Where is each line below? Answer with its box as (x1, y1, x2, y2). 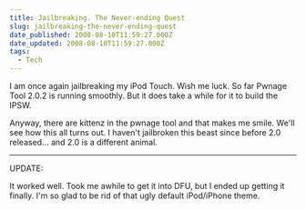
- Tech (17, 55, 43, 65)
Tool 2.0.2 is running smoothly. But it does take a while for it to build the (9, 90, 279, 101)
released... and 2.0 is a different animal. (9, 137, 158, 147)
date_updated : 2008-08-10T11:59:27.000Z (9, 38, 166, 48)
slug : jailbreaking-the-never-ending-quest (9, 22, 178, 31)
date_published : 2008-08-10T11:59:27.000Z (9, 30, 173, 39)
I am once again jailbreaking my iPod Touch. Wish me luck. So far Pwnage (9, 81, 288, 91)
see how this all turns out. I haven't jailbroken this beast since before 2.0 (9, 127, 281, 137)
